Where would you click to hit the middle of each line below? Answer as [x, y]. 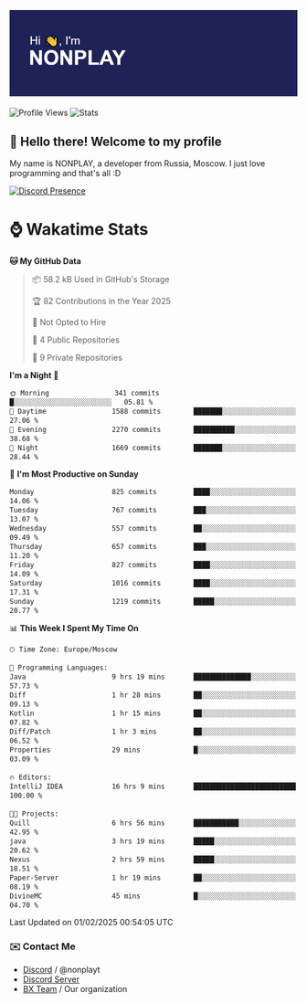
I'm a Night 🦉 [34, 375]
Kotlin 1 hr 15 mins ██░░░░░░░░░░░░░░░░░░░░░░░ [153, 713]
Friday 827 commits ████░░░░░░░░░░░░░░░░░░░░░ [153, 565]
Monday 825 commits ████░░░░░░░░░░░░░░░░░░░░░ [153, 491]
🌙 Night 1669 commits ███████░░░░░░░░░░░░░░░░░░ [153, 448]
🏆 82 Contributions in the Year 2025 [101, 301]
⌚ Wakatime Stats [79, 230]
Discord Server [51, 979]
